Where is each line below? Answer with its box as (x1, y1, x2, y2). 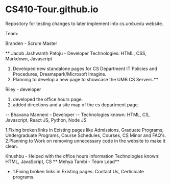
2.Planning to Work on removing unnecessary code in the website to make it (5, 137, 166, 144)
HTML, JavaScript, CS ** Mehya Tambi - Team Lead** (5, 158, 120, 165)
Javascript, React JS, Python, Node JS (5, 117, 87, 123)
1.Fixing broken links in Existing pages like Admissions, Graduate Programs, (5, 127, 164, 133)
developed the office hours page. (12, 96, 83, 102)
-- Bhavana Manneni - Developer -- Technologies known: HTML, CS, (5, 111, 150, 118)
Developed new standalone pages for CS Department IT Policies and (12, 65, 157, 72)
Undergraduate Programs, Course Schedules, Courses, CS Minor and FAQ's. (5, 132, 166, 138)
